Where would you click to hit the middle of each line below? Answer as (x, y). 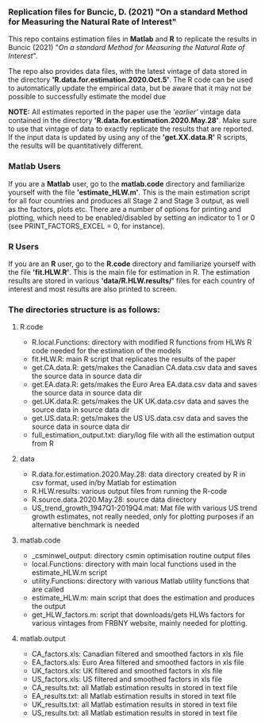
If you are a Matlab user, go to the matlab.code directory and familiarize (127, 183)
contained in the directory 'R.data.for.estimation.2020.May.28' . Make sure (132, 121)
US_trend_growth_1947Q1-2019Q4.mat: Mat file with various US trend (144, 508)
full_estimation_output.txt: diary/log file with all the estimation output (143, 435)
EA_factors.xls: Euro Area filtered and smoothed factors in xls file (138, 662)
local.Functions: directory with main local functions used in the (134, 564)
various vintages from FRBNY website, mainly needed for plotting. (139, 623)
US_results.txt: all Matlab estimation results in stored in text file (134, 713)
